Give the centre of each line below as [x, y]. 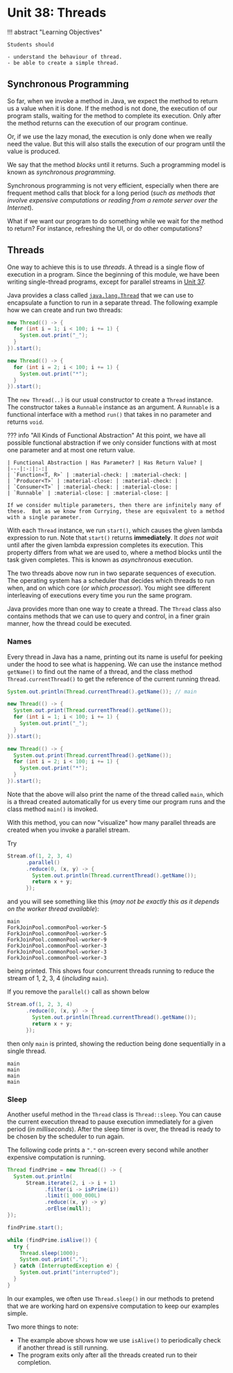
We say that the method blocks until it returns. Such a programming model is [116, 164]
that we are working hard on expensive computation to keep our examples [113, 1306]
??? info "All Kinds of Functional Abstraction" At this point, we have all [106, 436]
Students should [31, 44]
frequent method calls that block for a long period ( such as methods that [111, 193]
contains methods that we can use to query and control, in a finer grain [109, 616]
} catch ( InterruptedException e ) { [66, 1266]
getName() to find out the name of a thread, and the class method [100, 672]
